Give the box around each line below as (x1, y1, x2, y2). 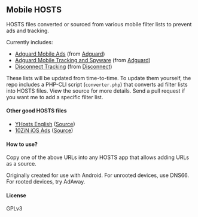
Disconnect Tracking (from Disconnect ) (14, 63, 112, 70)
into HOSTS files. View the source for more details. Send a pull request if (6, 87, 185, 94)
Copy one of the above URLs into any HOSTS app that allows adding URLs (6, 154, 190, 161)
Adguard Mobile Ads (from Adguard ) (14, 50, 105, 57)
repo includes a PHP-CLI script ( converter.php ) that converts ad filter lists (6, 81, 188, 88)
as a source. (6, 160, 37, 167)
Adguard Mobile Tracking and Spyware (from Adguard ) (14, 56, 151, 63)
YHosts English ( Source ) (14, 121, 75, 128)
